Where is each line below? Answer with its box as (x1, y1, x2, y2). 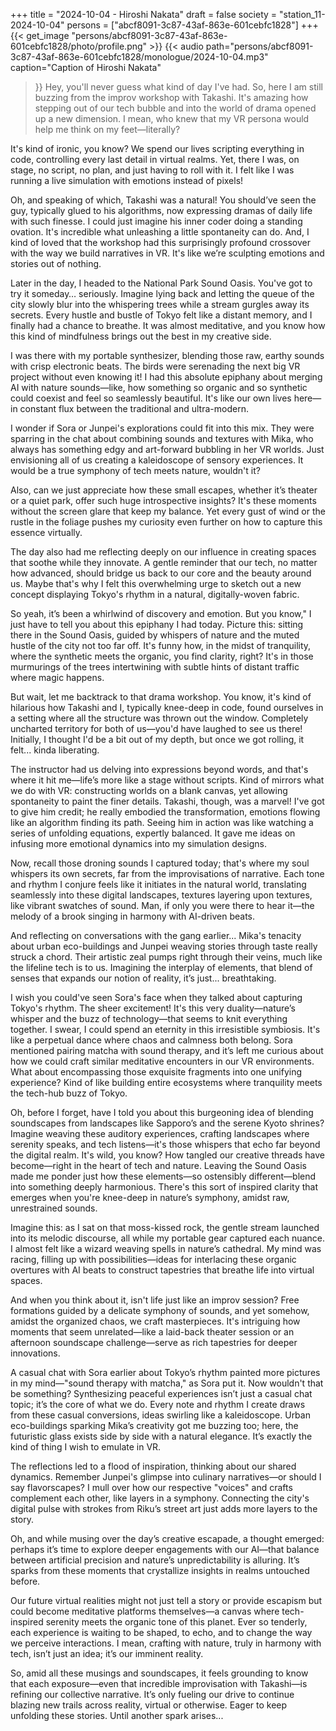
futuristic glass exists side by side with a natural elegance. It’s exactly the (10, 1430, 313, 1442)
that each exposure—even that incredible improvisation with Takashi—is (10, 1678, 308, 1689)
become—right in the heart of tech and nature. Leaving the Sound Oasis (10, 1160, 307, 1171)
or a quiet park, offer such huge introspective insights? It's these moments (10, 495, 317, 506)
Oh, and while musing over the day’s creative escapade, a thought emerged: (10, 1533, 325, 1544)
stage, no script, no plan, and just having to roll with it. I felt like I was (10, 164, 295, 176)
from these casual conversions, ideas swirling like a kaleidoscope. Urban (10, 1409, 311, 1421)
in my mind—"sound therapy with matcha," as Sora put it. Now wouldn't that (10, 1377, 324, 1389)
